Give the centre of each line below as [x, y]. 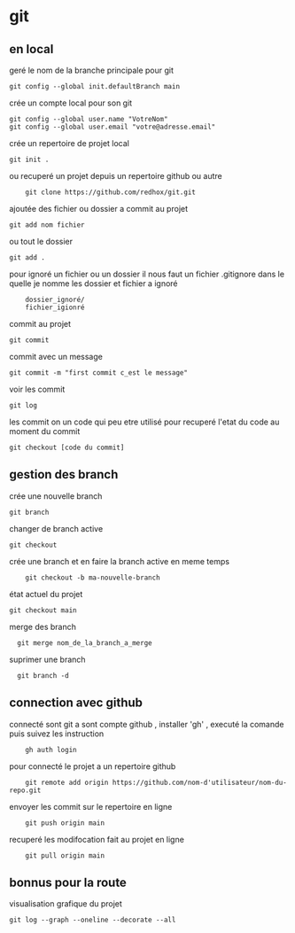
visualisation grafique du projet [66, 904]
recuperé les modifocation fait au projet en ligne [97, 839]
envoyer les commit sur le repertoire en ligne [91, 806]
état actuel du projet [46, 594]
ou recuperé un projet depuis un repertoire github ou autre [116, 176]
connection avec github [76, 703]
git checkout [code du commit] [67, 447]
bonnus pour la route [68, 883]
